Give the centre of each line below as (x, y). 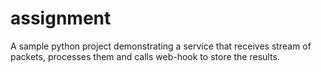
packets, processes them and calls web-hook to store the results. (145, 56)
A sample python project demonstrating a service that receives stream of (161, 46)
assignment (61, 18)
